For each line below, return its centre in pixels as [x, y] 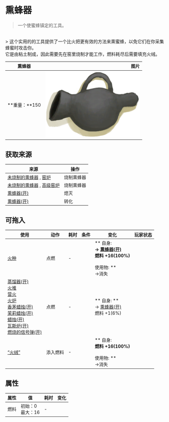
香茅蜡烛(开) [20, 307]
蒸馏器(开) [18, 282]
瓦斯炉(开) [18, 326]
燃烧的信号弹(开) [24, 332]
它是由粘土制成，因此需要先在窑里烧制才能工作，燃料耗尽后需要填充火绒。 [82, 54]
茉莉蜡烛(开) [20, 313]
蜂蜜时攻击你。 [21, 48]
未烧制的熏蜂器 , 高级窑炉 [34, 185]
